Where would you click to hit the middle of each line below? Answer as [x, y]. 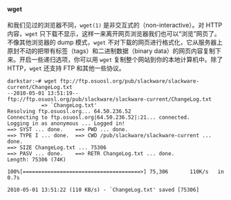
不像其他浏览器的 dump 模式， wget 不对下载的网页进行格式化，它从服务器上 [115, 42]
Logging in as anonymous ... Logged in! [66, 123]
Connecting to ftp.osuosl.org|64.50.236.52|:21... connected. [99, 118]
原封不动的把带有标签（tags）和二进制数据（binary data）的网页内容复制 [111, 51]
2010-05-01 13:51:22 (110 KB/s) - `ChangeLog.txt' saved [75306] [103, 190]
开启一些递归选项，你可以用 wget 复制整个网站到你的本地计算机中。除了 [121, 60]
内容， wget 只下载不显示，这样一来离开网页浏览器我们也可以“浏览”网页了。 [114, 34]
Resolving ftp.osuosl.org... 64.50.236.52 [69, 112]
